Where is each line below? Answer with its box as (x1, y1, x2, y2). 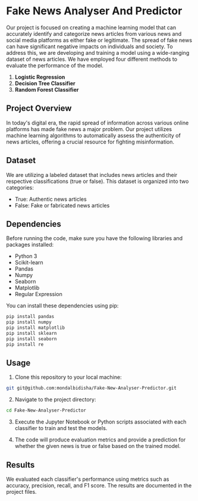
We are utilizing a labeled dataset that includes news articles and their (6, 171, 178, 178)
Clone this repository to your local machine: (14, 374, 122, 381)
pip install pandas (6, 314, 55, 320)
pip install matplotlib (6, 325, 65, 331)
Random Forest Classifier (14, 86, 79, 93)
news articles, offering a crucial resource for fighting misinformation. (6, 138, 174, 145)
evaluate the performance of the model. (6, 61, 104, 69)
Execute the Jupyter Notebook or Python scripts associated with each (14, 418, 187, 425)
